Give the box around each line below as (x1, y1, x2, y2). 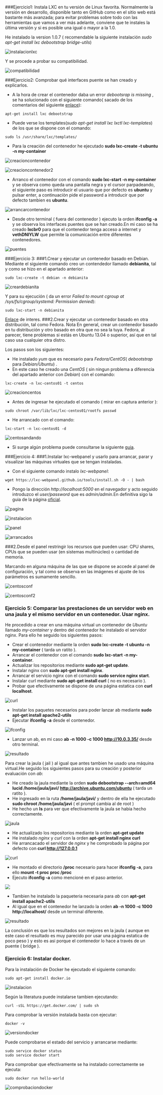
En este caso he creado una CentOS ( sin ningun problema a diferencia (12, 366, 155, 372)
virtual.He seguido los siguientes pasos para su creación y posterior (5, 766, 142, 771)
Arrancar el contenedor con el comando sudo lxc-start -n (12, 652, 129, 658)
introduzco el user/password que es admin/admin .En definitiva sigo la (12, 492, 153, 497)
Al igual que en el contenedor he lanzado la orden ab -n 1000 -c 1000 (12, 904, 152, 910)
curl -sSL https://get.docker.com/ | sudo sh (5, 1003, 99, 1008)
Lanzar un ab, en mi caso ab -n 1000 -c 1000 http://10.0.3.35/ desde (12, 736, 152, 742)
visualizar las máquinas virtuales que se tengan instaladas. (5, 459, 123, 464)
